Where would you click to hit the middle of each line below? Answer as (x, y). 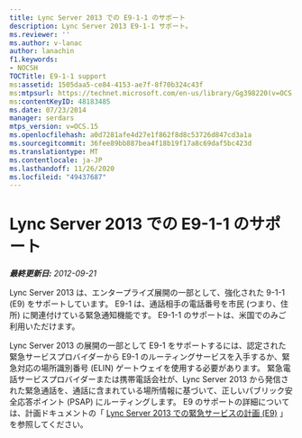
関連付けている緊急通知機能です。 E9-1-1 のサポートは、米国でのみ (154, 315)
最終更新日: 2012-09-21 (53, 274)
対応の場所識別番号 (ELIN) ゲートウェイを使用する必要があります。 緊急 (150, 368)
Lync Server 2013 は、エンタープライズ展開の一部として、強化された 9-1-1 (147, 293)
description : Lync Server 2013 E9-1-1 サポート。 (101, 26)
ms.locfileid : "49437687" (58, 177)
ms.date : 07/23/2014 (48, 110)
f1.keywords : (34, 59)
